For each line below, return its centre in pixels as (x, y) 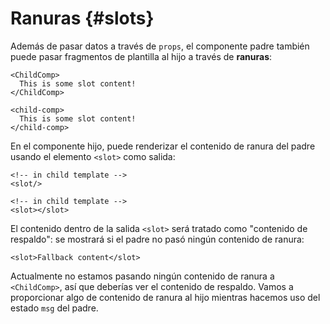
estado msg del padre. (54, 308)
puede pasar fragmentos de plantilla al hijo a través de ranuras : (141, 56)
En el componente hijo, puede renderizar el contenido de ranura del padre (163, 146)
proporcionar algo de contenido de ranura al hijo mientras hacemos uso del (165, 297)
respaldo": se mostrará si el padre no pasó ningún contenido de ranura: (157, 239)
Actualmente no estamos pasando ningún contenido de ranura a (142, 276)
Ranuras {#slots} (82, 18)
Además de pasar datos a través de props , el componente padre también (160, 46)
